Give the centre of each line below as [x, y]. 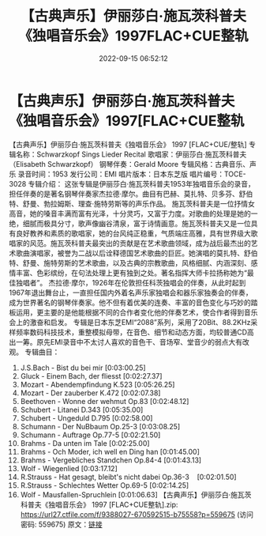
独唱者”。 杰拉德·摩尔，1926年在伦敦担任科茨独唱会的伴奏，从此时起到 [131, 282]
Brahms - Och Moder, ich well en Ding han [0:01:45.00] [110, 451]
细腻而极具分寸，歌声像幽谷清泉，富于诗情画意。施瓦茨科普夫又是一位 [137, 223]
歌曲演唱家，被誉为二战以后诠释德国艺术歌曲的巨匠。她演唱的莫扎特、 [129, 253]
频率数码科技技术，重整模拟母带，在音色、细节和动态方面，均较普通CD [131, 332]
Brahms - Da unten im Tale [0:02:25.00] [85, 443]
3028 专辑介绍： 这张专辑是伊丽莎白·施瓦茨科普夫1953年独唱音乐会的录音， [132, 183]
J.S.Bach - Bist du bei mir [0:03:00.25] [83, 368]
